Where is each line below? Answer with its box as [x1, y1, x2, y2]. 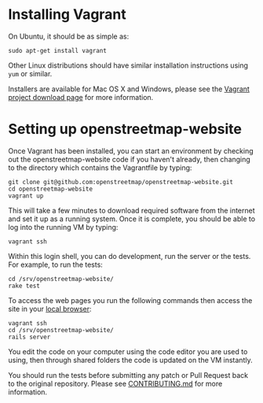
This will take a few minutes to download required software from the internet [8, 205, 255, 215]
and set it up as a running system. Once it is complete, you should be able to [8, 214, 256, 224]
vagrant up [8, 191, 44, 200]
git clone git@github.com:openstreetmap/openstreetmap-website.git [8, 178, 234, 186]
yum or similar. [8, 68, 53, 78]
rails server [8, 333, 51, 341]
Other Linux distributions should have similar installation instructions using [8, 61, 249, 70]
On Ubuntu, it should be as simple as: [8, 31, 130, 41]
